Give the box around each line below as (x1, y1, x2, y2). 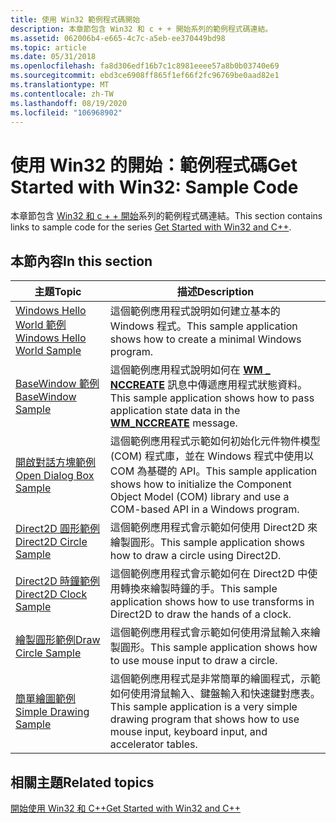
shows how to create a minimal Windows (109, 332, 302, 346)
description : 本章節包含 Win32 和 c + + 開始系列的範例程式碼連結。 (10, 24, 273, 34)
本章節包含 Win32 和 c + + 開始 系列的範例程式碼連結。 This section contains (10, 210, 323, 222)
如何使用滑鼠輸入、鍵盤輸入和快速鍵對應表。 (109, 687, 321, 701)
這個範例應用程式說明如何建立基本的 (109, 304, 281, 318)
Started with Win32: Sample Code (10, 176, 299, 198)
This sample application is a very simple (109, 700, 298, 714)
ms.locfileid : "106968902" (10, 107, 123, 118)
